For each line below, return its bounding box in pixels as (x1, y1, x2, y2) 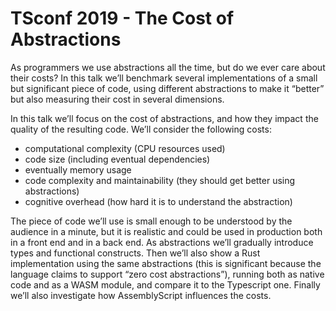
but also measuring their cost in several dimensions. (10, 93, 225, 105)
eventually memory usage (24, 163, 132, 176)
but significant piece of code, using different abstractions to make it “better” (10, 82, 325, 94)
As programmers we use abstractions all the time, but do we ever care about (10, 61, 326, 73)
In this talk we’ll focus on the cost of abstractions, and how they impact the (10, 112, 319, 124)
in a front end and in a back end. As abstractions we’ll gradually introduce (10, 236, 314, 248)
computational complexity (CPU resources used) (24, 142, 226, 154)
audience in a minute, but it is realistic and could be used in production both (10, 225, 323, 237)
